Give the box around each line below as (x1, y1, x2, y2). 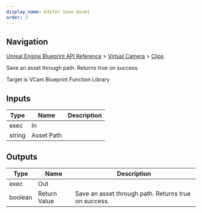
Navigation (6, 37, 48, 47)
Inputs (6, 93, 31, 103)
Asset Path (31, 131, 62, 140)
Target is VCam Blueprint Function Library (6, 76, 110, 83)
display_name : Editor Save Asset (6, 8, 90, 15)
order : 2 (6, 14, 28, 20)
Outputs (6, 152, 38, 162)
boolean (9, 193, 32, 202)
